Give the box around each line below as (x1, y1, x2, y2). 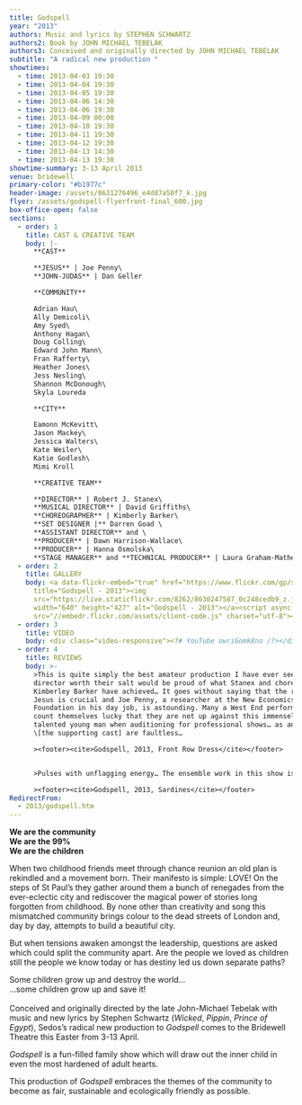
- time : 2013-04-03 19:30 (17, 72, 115, 81)
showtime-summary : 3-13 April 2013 (9, 164, 143, 173)
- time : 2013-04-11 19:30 (17, 130, 115, 139)
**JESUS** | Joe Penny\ (32, 263, 123, 272)
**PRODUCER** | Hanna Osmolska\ (32, 545, 155, 554)
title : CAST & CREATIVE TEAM (25, 230, 135, 239)
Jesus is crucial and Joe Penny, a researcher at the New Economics (32, 695, 296, 704)
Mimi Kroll (32, 462, 75, 471)
